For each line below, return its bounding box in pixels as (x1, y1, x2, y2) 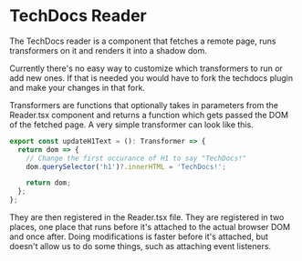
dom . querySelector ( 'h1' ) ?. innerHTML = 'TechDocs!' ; (26, 162, 226, 171)
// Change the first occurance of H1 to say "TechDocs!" (26, 154, 247, 163)
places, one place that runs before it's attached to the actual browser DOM (9, 222, 290, 233)
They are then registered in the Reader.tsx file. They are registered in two (9, 212, 285, 223)
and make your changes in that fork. (9, 82, 146, 93)
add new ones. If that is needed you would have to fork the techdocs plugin (9, 72, 294, 83)
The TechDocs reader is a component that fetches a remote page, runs (9, 35, 276, 46)
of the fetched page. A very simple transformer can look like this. (9, 119, 254, 130)
